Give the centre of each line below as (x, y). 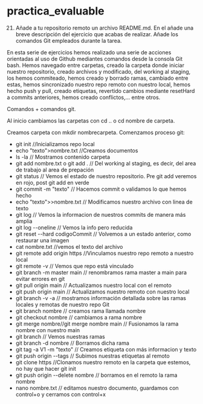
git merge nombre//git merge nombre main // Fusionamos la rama (97, 324)
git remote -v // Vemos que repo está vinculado (75, 266)
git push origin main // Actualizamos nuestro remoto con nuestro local (102, 292)
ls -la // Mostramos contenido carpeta (63, 157)
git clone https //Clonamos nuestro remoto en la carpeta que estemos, (103, 362)
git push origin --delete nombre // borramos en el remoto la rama (96, 375)
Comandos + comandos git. (41, 109)
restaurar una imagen (42, 240)
